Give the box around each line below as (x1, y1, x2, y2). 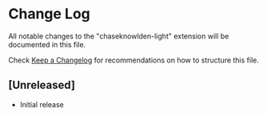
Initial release (19, 99, 64, 109)
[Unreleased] (8, 78, 76, 92)
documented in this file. (8, 39, 86, 49)
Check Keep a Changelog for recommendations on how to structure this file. (8, 55, 260, 65)
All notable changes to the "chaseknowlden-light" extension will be (8, 31, 229, 41)
